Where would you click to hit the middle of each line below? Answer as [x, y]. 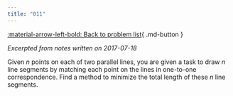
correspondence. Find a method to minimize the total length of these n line [116, 77]
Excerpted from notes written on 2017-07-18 [72, 48]
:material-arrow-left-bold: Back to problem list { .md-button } [95, 34]
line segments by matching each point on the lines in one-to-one [102, 69]
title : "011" [27, 14]
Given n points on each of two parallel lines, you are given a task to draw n [116, 62]
